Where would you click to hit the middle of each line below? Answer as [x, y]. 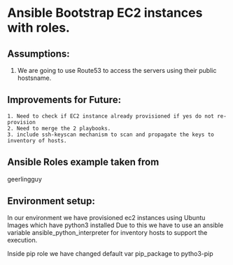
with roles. [38, 28]
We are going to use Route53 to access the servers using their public [117, 70]
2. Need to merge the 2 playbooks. [59, 128]
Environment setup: [51, 201]
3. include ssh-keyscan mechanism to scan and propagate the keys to [111, 135]
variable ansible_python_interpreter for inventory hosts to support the [107, 233]
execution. [22, 240]
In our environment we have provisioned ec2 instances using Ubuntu [106, 218]
